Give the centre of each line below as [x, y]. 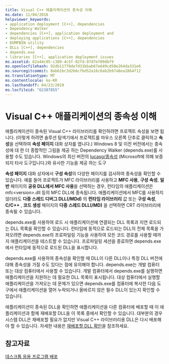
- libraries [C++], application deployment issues [60, 57]
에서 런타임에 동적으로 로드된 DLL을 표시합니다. [52, 248]
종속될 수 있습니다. [23, 212]
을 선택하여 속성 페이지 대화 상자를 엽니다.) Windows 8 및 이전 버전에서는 [81, 144]
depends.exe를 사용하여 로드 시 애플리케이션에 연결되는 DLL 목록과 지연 [76, 222]
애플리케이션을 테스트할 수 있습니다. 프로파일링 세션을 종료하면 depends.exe [86, 241]
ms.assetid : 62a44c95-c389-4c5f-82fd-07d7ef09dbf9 [60, 62]
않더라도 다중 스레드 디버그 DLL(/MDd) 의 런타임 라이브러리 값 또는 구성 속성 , [81, 199]
